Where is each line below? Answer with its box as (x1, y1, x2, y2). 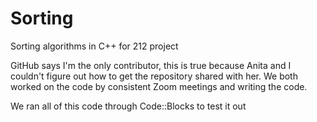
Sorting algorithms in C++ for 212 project (10, 40, 179, 52)
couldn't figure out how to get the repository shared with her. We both (10, 70, 298, 82)
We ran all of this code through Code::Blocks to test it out (10, 100, 247, 112)
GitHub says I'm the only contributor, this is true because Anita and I (10, 59, 292, 71)
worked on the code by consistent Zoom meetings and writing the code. (10, 80, 308, 92)
